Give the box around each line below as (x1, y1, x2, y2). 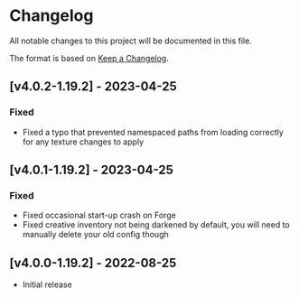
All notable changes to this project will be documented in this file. (9, 35, 253, 46)
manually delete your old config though (22, 229, 169, 240)
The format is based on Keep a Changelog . (9, 52, 169, 63)
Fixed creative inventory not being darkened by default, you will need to (22, 219, 291, 230)
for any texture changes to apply (22, 136, 145, 147)
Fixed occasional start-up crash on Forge (22, 209, 176, 221)
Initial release (22, 279, 72, 290)
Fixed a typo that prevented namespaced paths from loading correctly (22, 126, 285, 137)
